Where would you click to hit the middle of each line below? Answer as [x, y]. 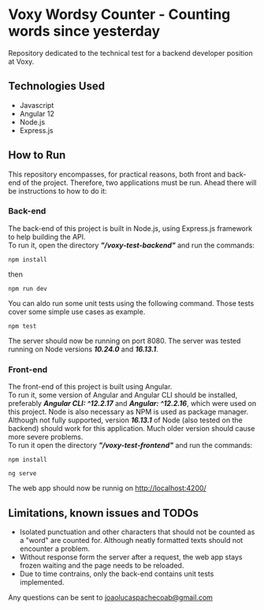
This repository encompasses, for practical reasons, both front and [117, 174]
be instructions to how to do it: [58, 191]
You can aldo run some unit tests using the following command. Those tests [131, 303]
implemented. [42, 582]
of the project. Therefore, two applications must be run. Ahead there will [139, 182]
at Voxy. [21, 61]
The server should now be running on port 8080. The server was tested [125, 340]
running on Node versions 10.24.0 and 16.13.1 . [84, 349]
